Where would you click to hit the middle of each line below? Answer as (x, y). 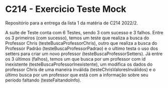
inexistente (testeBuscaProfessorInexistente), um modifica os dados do (79, 64)
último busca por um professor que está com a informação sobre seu (77, 75)
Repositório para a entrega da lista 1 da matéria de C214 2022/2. (72, 23)
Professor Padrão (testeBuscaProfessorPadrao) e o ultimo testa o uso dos (81, 48)
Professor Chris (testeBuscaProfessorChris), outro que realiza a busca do (81, 43)
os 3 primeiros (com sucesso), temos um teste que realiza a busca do (77, 38)
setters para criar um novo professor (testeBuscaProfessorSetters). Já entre (84, 54)
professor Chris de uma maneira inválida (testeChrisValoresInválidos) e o (80, 69)
